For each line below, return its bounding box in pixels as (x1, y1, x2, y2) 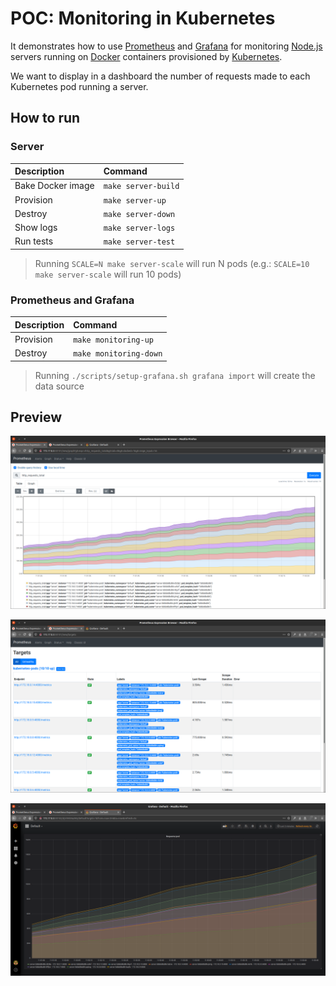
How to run (10, 110, 81, 127)
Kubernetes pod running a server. (10, 80, 149, 92)
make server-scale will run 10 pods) (34, 268, 182, 280)
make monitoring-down (73, 349, 163, 359)
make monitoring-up (73, 335, 154, 345)
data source (34, 380, 85, 392)
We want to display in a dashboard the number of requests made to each (10, 70, 311, 82)
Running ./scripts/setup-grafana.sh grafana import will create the (34, 369, 316, 381)
